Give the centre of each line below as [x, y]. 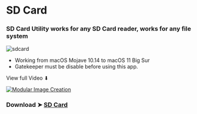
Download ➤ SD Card [37, 105]
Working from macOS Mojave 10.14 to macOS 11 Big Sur [82, 60]
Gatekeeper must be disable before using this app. [76, 67]
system [17, 36]
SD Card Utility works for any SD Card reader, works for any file [98, 29]
